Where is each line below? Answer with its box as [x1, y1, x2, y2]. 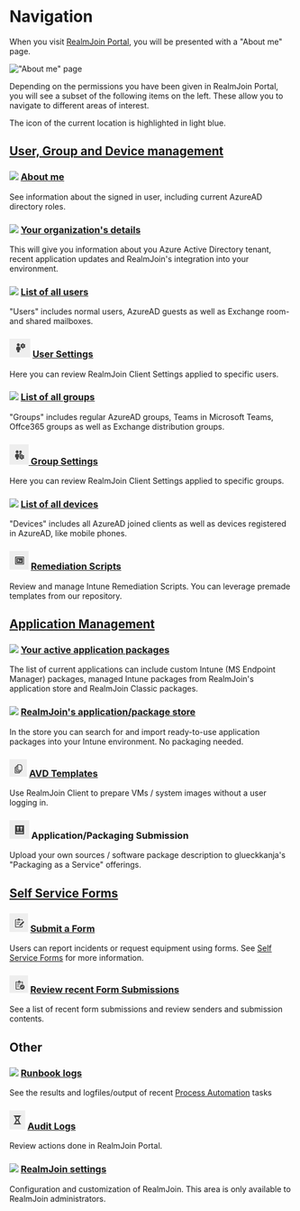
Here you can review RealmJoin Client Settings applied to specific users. [9, 368, 279, 379]
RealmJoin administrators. [9, 1193, 106, 1204]
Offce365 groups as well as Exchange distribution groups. [9, 421, 225, 432]
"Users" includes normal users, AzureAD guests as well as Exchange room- [9, 306, 290, 317]
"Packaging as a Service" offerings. [9, 860, 141, 871]
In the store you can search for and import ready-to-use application [9, 726, 260, 737]
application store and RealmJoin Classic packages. [9, 684, 198, 694]
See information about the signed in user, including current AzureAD [9, 191, 263, 202]
